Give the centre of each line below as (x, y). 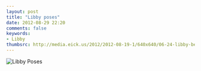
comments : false (26, 28)
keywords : (19, 34)
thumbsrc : (19, 45)
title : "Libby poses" (33, 17)
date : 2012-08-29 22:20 (36, 22)
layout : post (22, 12)
